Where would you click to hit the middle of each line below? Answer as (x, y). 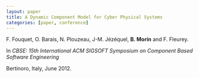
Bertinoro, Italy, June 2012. (39, 69)
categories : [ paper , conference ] (47, 22)
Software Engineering (33, 57)
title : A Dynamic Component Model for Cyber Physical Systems (84, 17)
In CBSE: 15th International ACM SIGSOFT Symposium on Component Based (99, 51)
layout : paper (24, 12)
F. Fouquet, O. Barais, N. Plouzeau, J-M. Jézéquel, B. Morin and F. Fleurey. (97, 40)
